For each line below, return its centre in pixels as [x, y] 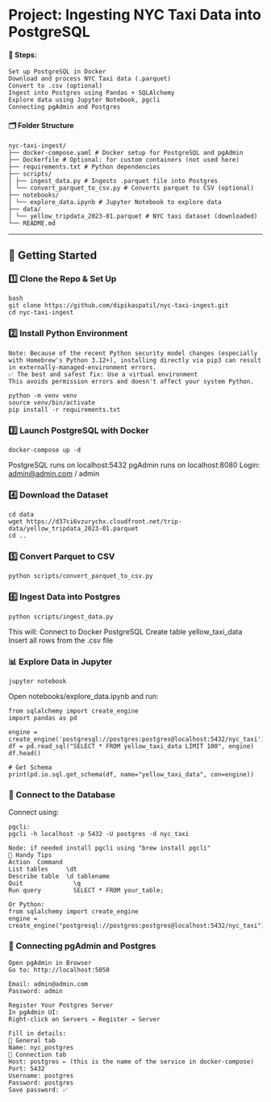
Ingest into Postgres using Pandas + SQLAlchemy [92, 93]
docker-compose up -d [45, 450]
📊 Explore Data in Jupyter [60, 661]
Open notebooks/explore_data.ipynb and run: [83, 697]
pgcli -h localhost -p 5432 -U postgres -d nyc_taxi [99, 834]
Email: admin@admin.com [48, 984]
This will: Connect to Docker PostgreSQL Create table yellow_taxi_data [125, 631]
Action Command [35, 863]
